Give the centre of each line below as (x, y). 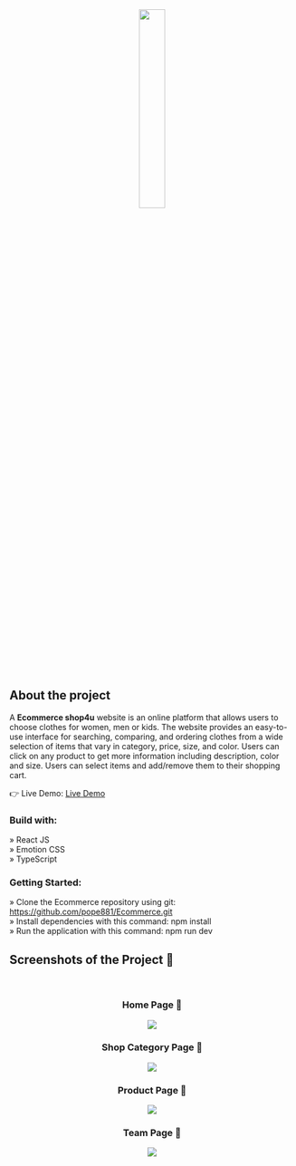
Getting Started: (46, 882)
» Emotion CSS (37, 850)
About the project (60, 695)
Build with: (33, 820)
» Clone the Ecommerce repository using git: (93, 902)
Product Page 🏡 (152, 1090)
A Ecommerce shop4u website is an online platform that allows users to (144, 717)
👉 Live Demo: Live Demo (57, 793)
